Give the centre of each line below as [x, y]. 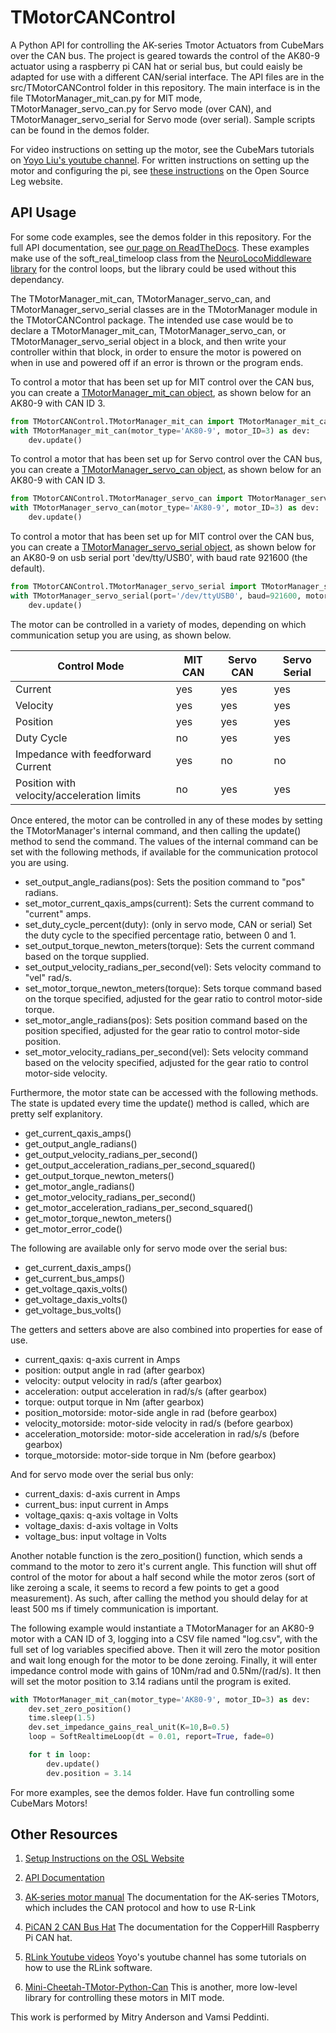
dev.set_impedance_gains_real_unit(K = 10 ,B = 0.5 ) [129, 1727]
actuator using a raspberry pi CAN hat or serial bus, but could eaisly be [156, 66]
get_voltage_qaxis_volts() [76, 1288]
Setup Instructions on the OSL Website [104, 1858]
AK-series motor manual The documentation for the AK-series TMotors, [172, 1897]
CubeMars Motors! [49, 1803]
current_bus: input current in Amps [96, 1504]
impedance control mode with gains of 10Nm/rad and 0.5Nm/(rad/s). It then [166, 1670]
